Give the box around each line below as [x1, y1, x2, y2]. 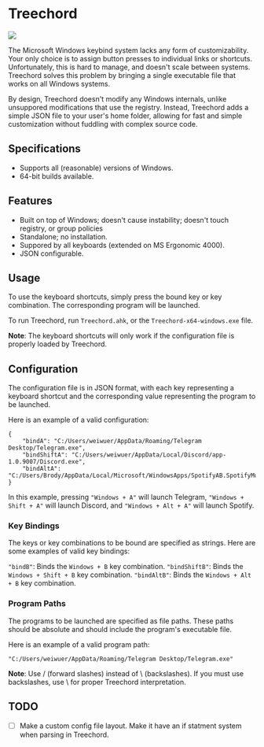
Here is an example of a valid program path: [8, 639, 150, 649]
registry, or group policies [19, 224, 104, 233]
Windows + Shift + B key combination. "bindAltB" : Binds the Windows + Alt [8, 570, 251, 579]
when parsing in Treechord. [19, 730, 109, 739]
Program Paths [8, 598, 67, 609]
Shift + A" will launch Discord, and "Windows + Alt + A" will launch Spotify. [8, 501, 255, 510]
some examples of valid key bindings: [8, 546, 130, 556]
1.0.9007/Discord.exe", [8, 458, 86, 466]
